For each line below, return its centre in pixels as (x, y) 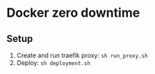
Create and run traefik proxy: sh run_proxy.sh (82, 55)
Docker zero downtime (73, 13)
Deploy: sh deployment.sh (54, 63)
